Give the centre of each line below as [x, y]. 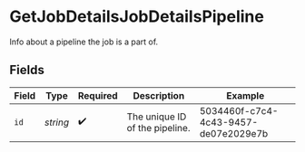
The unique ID [157, 117]
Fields [27, 70]
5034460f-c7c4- [239, 110]
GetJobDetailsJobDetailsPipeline [137, 17]
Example [246, 95]
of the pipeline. [158, 128]
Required [98, 95]
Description [159, 95]
